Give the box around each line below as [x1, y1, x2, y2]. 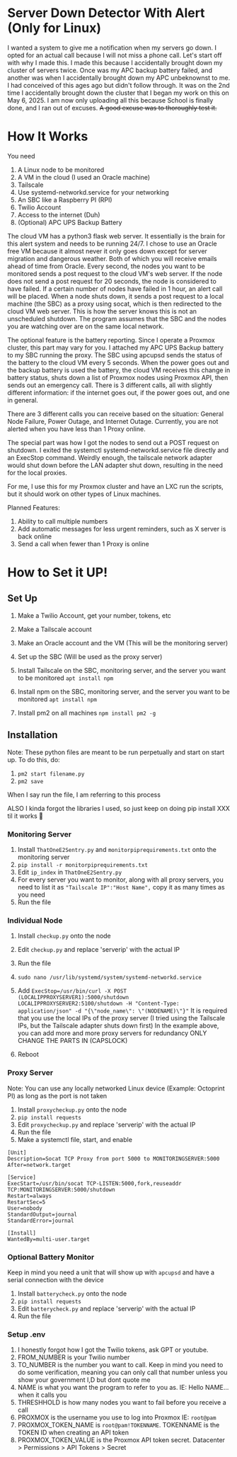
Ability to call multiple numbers [17, 517, 108, 525]
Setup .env [7, 1329, 46, 1339]
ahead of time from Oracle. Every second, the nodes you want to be [7, 262, 205, 270]
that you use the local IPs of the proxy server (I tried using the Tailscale [17, 1014, 225, 1023]
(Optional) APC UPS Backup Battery [17, 218, 122, 226]
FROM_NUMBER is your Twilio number [17, 1353, 130, 1361]
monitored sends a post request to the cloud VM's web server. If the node [7, 269, 223, 277]
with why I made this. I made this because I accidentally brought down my [7, 58, 223, 67]
